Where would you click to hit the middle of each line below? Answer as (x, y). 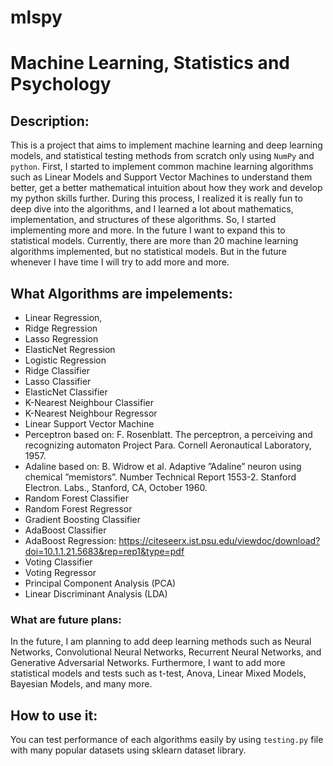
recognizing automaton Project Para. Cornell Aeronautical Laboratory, (168, 445)
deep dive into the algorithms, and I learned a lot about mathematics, (152, 209)
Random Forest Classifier (76, 498)
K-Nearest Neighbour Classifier (89, 402)
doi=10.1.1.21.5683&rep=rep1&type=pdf (104, 551)
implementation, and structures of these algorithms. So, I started (143, 220)
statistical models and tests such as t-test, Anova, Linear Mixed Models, (158, 673)
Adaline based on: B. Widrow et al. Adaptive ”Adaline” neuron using (163, 466)
